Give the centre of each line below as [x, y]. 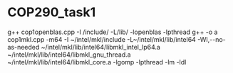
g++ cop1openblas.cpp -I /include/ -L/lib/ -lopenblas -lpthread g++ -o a [113, 32]
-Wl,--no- [211, 39]
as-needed [24, 47]
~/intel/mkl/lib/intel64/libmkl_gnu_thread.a [69, 55]
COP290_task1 [52, 12]
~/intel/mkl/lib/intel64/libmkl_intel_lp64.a [100, 47]
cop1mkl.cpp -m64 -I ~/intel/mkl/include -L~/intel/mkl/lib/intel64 [102, 39]
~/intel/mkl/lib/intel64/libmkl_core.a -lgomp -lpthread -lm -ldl [97, 62]
